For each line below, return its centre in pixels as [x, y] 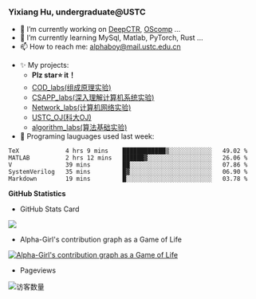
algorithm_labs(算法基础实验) [79, 128]
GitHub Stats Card [49, 209]
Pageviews [38, 270]
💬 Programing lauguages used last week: [87, 136]
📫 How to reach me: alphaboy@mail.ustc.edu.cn [100, 47]
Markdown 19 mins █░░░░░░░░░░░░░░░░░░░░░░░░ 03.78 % [128, 179]
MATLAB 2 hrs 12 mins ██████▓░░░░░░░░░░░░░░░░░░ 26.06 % [128, 158]
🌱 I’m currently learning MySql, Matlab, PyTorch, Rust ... [111, 37]
